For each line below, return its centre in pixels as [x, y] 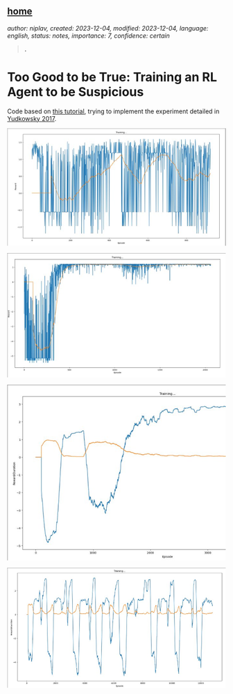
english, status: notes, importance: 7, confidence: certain [88, 35]
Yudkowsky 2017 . [32, 118]
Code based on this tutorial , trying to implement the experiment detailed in [113, 111]
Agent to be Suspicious [76, 92]
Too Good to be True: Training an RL [112, 77]
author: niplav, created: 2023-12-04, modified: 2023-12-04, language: [108, 28]
